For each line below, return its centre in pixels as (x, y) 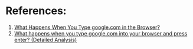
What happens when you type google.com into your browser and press (101, 33)
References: (36, 11)
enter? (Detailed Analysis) (45, 40)
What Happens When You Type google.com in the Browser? (87, 27)
